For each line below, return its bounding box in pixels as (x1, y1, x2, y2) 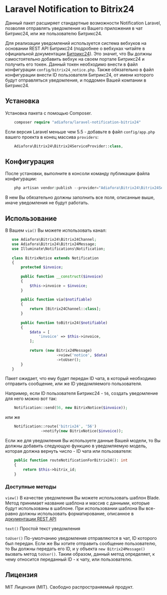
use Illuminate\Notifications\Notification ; (11, 246, 106, 251)
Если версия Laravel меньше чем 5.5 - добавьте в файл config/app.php (5, 128, 155, 135)
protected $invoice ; (20, 265, 64, 270)
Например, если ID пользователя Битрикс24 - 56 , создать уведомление (5, 391, 158, 397)
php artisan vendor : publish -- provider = (14, 186, 99, 191)
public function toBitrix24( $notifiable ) (20, 320, 108, 325)
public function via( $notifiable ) (20, 297, 92, 302)
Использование (5, 214, 57, 222)
